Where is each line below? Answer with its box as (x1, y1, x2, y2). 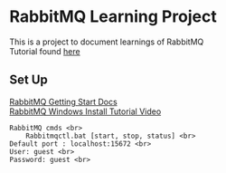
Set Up (9, 72, 48, 88)
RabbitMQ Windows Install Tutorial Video (9, 106, 162, 117)
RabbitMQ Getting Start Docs (9, 96, 118, 107)
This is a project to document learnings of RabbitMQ (9, 36, 204, 47)
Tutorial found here (9, 45, 80, 56)
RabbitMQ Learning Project (9, 6, 217, 27)
